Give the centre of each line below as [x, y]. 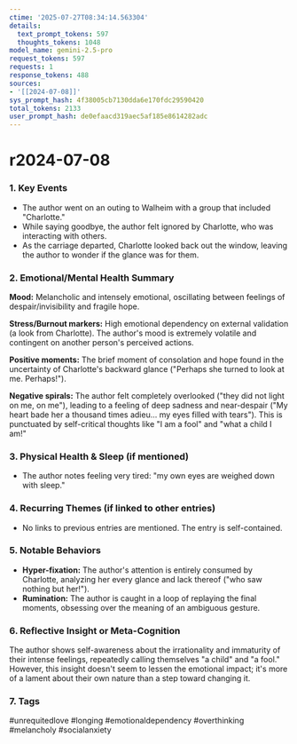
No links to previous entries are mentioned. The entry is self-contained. [152, 527]
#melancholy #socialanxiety [61, 730]
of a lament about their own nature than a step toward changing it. [130, 678]
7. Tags [25, 701]
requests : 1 [31, 67]
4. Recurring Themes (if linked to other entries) [112, 509]
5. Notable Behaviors [55, 550]
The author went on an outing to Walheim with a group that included [146, 207]
